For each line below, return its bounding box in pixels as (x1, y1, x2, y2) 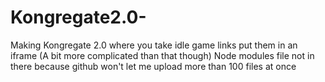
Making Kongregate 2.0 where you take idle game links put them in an (10, 39, 298, 51)
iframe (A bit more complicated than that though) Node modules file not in (10, 49, 315, 61)
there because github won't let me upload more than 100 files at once (10, 60, 297, 72)
